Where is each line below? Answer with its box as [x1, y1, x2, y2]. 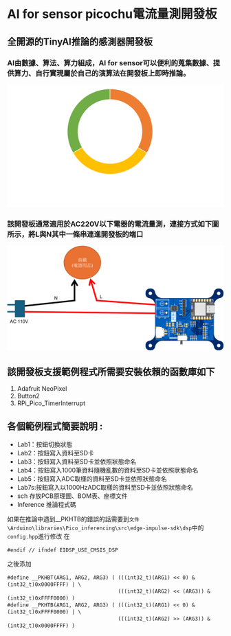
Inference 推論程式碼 [16, 500, 77, 508]
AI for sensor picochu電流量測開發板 [7, 6, 218, 22]
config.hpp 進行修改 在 [7, 532, 70, 540]
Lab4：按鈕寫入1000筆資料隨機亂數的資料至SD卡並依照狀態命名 [16, 466, 199, 474]
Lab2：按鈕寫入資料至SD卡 [16, 448, 94, 457]
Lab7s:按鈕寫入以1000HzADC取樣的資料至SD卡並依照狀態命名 [16, 483, 194, 491]
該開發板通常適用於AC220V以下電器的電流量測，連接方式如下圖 [7, 219, 219, 229]
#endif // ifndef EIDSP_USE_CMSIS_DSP [7, 547, 118, 554]
